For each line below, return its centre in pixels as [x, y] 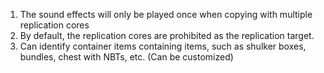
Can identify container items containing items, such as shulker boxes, [163, 46]
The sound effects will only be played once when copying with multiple [166, 14]
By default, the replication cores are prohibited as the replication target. [167, 35]
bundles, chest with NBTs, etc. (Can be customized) [126, 57]
